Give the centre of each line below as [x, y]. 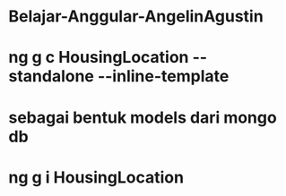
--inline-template [163, 77]
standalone [52, 77]
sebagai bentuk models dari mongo [143, 117]
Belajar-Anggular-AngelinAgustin [136, 17]
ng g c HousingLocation [99, 58]
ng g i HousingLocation [96, 177]
